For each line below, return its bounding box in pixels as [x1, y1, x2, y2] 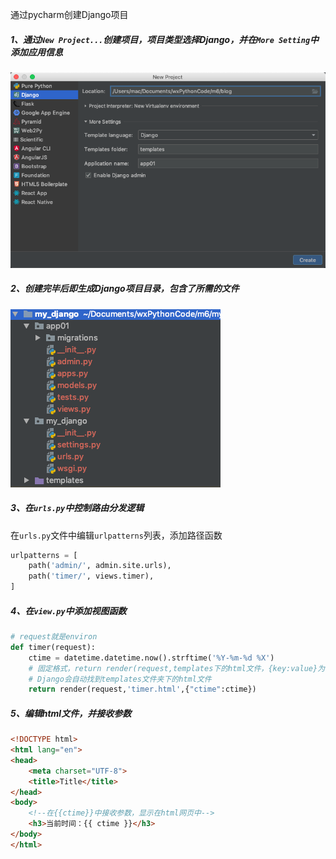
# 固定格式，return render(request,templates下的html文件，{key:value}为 [28, 663, 326, 673]
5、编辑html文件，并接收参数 [10, 707, 132, 719]
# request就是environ [10, 632, 98, 642]
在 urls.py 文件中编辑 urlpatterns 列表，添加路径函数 [10, 529, 223, 541]
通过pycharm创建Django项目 [10, 9, 129, 20]
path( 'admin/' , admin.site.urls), [28, 561, 172, 571]
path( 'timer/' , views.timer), [28, 571, 155, 582]
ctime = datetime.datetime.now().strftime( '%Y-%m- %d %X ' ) [28, 653, 275, 663]
